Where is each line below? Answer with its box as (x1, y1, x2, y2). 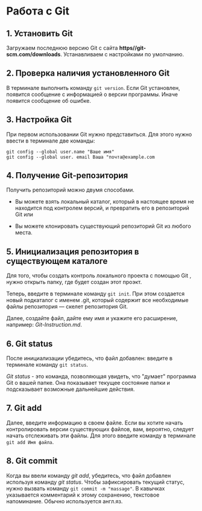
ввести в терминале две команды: (6, 137, 95, 144)
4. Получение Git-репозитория (6, 170, 128, 181)
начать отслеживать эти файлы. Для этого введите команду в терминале (6, 432, 196, 439)
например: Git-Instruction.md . (6, 321, 83, 329)
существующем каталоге (6, 256, 108, 266)
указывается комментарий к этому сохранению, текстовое (6, 491, 160, 498)
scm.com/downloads (6, 51, 61, 58)
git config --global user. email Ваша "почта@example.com (6, 154, 155, 160)
